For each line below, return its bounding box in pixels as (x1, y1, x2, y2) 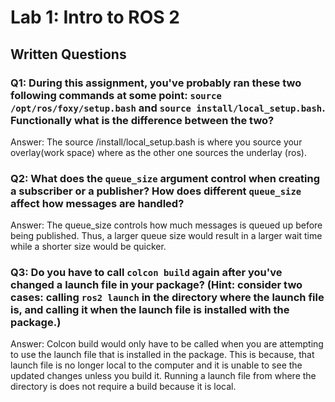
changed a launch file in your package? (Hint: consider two (10, 278, 303, 292)
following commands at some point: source (10, 88, 222, 102)
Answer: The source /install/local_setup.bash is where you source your (10, 136, 303, 148)
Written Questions (10, 46, 127, 63)
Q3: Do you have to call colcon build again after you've (10, 266, 283, 280)
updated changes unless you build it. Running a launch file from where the (10, 370, 317, 382)
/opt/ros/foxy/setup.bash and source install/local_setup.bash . (10, 101, 326, 115)
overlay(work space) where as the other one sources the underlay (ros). (10, 146, 307, 158)
